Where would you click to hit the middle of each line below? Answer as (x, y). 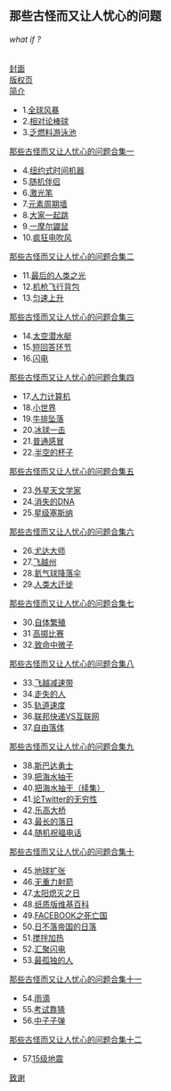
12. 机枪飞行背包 (51, 286)
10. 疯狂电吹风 (47, 237)
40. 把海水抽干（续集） (63, 788)
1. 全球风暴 (41, 109)
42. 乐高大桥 (44, 810)
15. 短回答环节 (47, 346)
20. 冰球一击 (44, 430)
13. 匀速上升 (43, 297)
